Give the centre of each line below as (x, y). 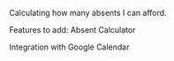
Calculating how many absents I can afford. (88, 13)
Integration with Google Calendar (69, 47)
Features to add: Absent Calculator (72, 30)
